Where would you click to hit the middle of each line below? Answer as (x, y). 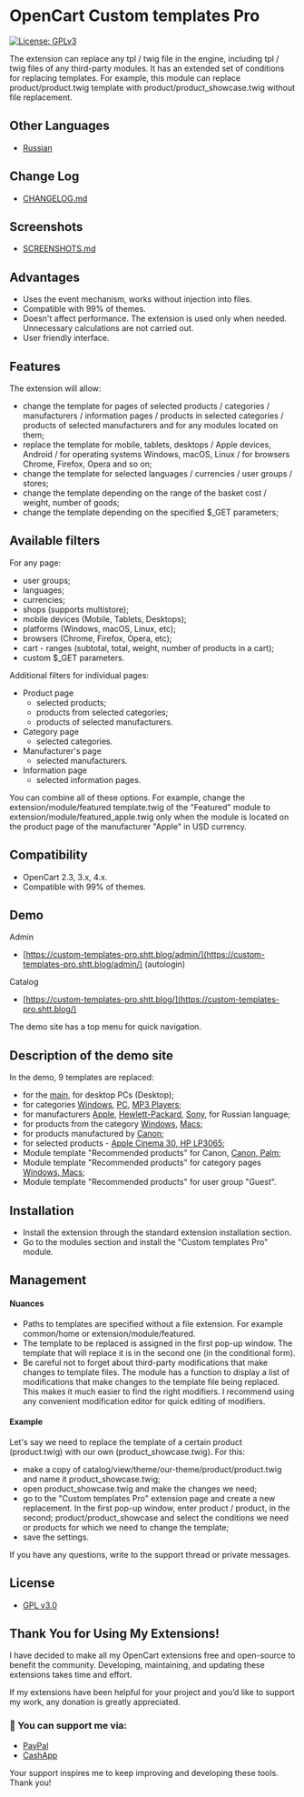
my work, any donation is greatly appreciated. (95, 1702)
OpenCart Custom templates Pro (135, 16)
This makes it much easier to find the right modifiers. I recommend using (158, 1391)
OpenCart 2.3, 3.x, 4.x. (65, 877)
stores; (35, 483)
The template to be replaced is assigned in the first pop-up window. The (157, 1343)
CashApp (40, 1755)
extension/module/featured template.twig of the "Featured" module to (140, 807)
